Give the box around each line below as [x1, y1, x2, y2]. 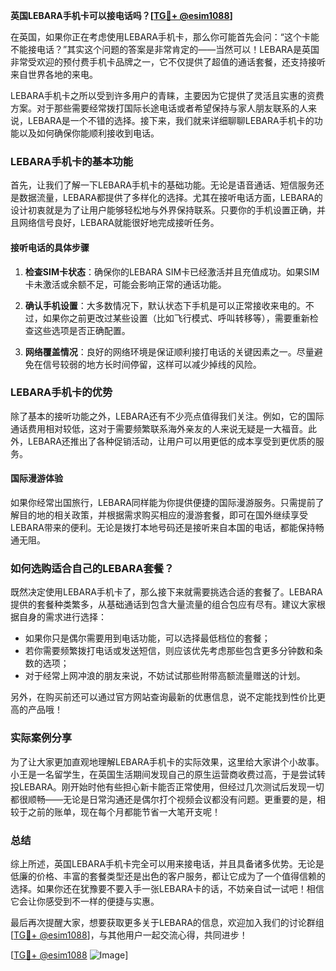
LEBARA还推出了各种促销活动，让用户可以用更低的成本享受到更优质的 [27, 435, 316, 447]
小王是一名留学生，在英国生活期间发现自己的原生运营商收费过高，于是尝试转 [10, 768, 326, 780]
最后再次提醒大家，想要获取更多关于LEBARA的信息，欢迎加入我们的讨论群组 [10, 916, 325, 928]
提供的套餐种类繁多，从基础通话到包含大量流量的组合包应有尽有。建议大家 [10, 599, 317, 611]
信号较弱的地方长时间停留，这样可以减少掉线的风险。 [42, 358, 262, 370]
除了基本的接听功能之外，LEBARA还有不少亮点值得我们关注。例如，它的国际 [10, 410, 325, 422]
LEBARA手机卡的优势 [10, 385, 113, 399]
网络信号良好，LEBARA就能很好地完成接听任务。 [18, 217, 220, 229]
